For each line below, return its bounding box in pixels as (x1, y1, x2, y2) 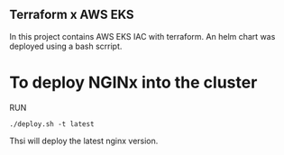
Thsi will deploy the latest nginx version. (9, 135, 159, 146)
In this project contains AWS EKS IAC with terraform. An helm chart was (9, 31, 276, 41)
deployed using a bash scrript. (9, 41, 123, 51)
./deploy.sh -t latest (9, 119, 95, 129)
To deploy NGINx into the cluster (9, 72, 258, 93)
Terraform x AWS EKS (9, 7, 134, 23)
